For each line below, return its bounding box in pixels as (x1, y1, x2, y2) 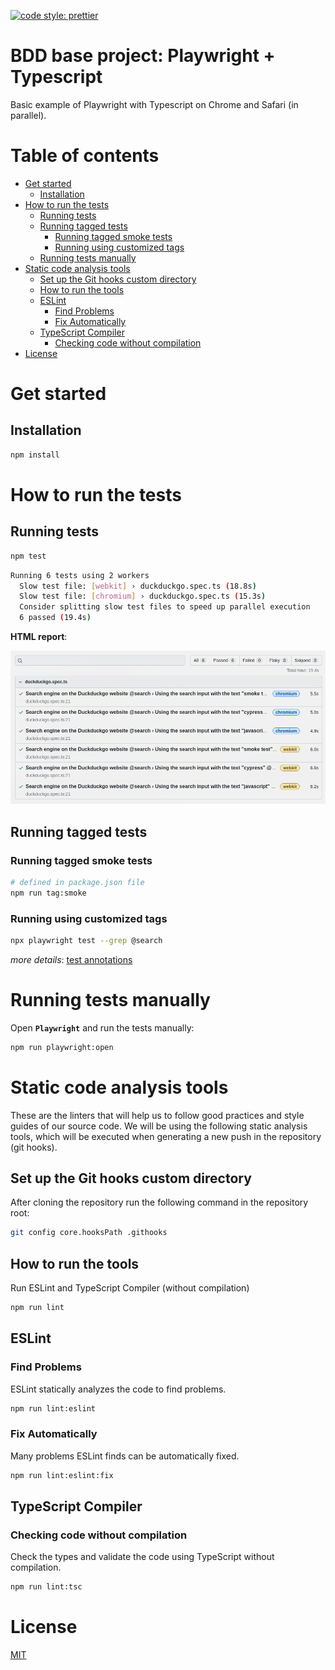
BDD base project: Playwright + (10, 45, 276, 67)
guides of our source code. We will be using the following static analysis (10, 1120, 308, 1132)
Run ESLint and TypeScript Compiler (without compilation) (10, 1282, 250, 1294)
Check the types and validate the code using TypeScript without (10, 1551, 275, 1563)
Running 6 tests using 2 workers (10, 570, 150, 580)
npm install (10, 450, 60, 460)
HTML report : (10, 631, 68, 642)
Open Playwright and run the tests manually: (10, 1021, 195, 1034)
